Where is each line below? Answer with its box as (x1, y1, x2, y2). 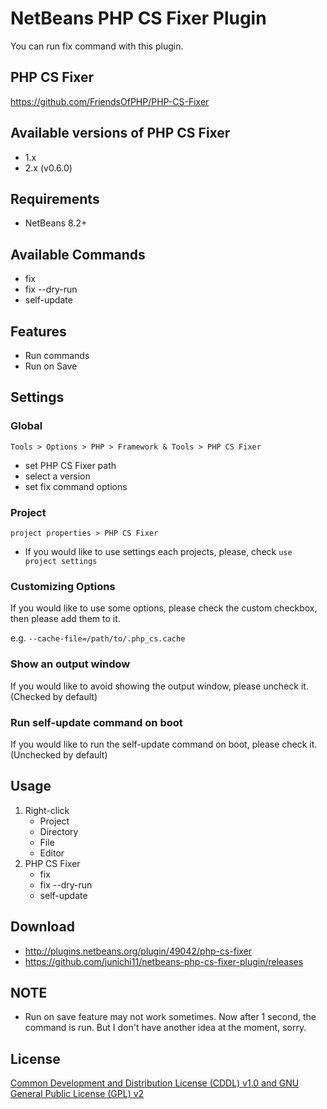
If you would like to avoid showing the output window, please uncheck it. (10, 680, 309, 692)
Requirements (10, 190, 100, 207)
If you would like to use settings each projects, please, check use (24, 545, 293, 557)
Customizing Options (10, 579, 116, 593)
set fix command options (24, 480, 128, 492)
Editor (39, 847, 65, 859)
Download (10, 918, 75, 936)
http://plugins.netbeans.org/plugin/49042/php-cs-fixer (24, 945, 253, 957)
